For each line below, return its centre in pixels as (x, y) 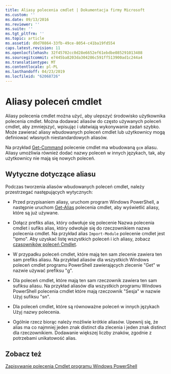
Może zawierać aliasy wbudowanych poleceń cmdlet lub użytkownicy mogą (85, 132)
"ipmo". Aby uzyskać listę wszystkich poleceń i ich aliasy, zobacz (81, 239)
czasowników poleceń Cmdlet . (45, 244)
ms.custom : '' (20, 15)
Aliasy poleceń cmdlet (54, 102)
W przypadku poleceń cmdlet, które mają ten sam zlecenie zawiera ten (87, 254)
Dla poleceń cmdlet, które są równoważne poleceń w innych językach (86, 306)
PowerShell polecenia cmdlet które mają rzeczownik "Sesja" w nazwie (87, 291)
